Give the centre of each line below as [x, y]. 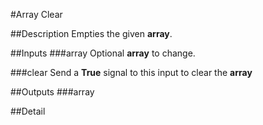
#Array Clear [36, 14]
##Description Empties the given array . [91, 33]
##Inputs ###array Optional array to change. [103, 53]
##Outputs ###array [52, 92]
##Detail [28, 111]
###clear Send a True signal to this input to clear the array [131, 72]
